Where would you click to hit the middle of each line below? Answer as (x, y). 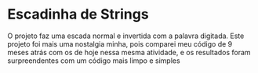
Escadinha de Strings (78, 14)
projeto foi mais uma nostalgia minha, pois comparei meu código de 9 (120, 43)
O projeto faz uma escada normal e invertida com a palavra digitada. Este (126, 36)
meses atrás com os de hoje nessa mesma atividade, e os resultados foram (129, 52)
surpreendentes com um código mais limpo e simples (94, 61)
